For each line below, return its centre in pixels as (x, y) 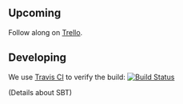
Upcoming (35, 13)
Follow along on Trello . (46, 32)
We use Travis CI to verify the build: (67, 77)
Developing (37, 58)
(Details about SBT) (40, 92)
